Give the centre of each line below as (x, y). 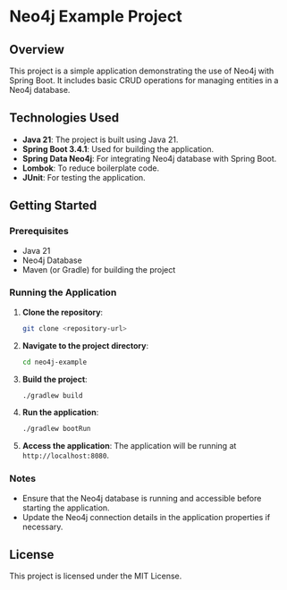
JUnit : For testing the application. (84, 177)
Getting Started (53, 206)
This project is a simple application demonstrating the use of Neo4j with (142, 71)
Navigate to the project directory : (85, 345)
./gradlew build (52, 395)
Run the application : (60, 412)
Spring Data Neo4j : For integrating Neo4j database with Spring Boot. (149, 158)
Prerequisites (39, 232)
